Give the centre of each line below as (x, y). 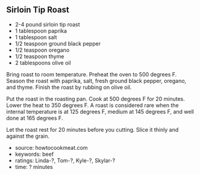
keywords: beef (34, 154)
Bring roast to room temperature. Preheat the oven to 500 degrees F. (92, 74)
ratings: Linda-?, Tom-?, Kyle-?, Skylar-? (65, 160)
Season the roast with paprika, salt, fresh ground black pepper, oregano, (96, 81)
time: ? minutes (34, 167)
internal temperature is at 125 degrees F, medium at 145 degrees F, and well (100, 111)
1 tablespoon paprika (41, 31)
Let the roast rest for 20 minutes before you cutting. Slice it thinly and (92, 129)
